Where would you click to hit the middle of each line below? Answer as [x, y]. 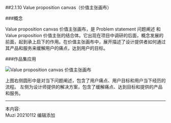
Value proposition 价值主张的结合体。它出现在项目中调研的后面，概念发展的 [84, 35]
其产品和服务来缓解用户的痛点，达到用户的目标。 [56, 48]
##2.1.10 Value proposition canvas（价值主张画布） [59, 7]
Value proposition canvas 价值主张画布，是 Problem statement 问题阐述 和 [83, 29]
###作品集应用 [21, 59]
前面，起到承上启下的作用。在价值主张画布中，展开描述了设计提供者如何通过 [85, 42]
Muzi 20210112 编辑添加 [30, 115]
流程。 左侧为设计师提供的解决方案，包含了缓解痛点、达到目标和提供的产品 [84, 87]
